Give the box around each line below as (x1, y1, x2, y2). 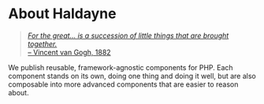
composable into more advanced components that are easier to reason (8, 80, 239, 89)
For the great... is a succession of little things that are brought (27, 31, 229, 40)
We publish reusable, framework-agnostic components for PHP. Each (8, 62, 234, 72)
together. (27, 39, 58, 48)
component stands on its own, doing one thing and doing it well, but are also (8, 71, 256, 80)
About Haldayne (8, 5, 117, 23)
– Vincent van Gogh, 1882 (27, 47, 112, 57)
